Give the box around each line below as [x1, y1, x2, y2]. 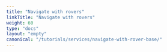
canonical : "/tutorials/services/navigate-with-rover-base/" [6, 36, 163, 42]
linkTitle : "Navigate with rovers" [6, 14, 96, 20]
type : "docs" [6, 25, 39, 32]
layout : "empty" [6, 31, 47, 37]
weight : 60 [6, 20, 34, 26]
